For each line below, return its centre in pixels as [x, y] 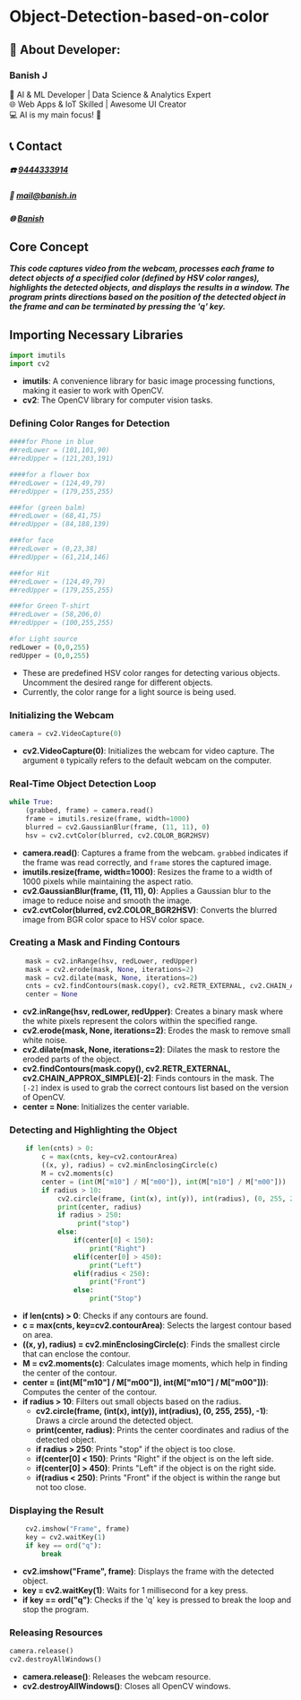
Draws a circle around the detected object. [115, 1421]
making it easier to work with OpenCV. [93, 390]
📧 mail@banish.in [43, 195]
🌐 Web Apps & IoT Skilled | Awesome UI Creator [98, 104]
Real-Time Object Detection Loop [83, 784]
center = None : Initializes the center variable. [106, 1107]
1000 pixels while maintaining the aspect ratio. [107, 881]
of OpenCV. [43, 1097]
